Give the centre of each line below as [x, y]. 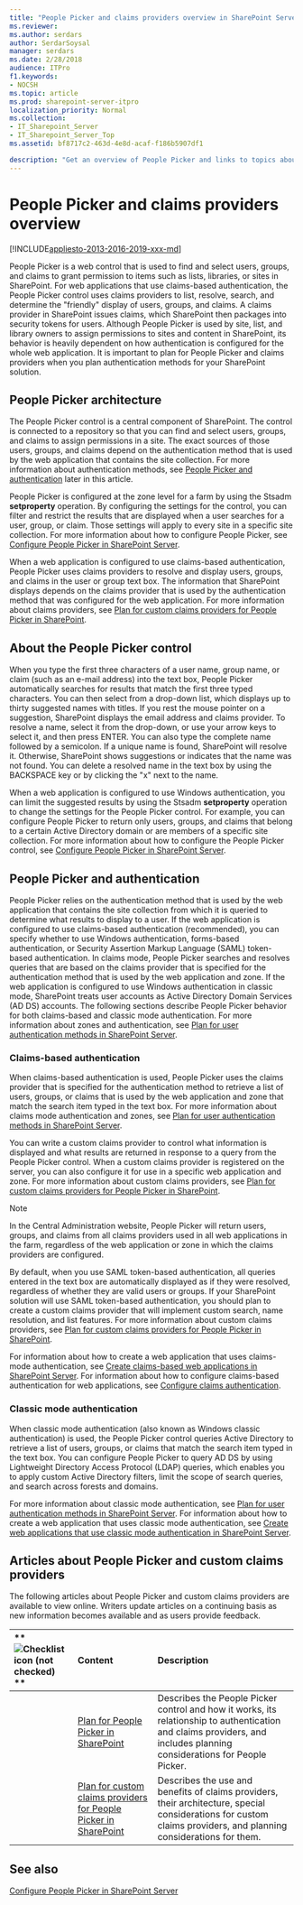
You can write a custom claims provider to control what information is [138, 1143]
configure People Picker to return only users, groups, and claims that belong [151, 821]
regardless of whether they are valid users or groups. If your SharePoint [143, 1291]
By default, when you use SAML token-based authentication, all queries [142, 1272]
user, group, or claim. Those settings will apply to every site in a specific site [151, 525]
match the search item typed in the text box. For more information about [143, 1106]
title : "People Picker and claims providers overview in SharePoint [141, 18]
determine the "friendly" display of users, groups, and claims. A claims [141, 304]
